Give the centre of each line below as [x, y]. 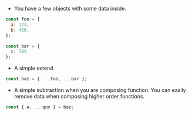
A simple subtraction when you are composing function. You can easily [100, 90]
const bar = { [23, 46]
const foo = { [23, 19]
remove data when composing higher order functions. [79, 96]
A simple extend [33, 68]
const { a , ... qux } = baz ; [40, 107]
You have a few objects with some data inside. [70, 8]
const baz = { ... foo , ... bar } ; [46, 79]
